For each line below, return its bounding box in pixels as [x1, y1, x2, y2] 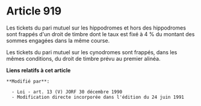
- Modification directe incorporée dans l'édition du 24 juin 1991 [11, 94, 185, 100]
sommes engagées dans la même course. [6, 37, 110, 44]
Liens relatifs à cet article [6, 66, 71, 73]
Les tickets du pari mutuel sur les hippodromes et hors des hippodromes [6, 24, 187, 31]
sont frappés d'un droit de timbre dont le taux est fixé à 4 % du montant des [6, 30, 195, 37]
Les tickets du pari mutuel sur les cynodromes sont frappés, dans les [6, 48, 178, 55]
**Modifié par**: [6, 78, 50, 84]
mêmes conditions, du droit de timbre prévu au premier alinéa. [6, 55, 161, 62]
